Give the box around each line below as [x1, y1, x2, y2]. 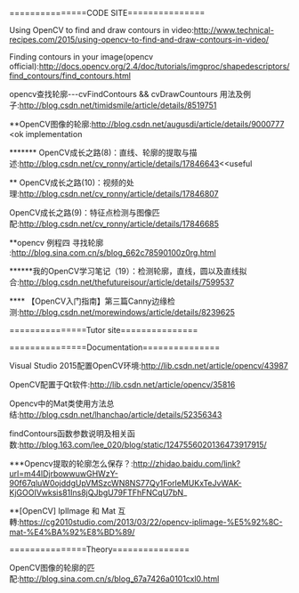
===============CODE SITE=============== [9, 8, 206, 18]
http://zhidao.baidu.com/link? [133, 459, 241, 468]
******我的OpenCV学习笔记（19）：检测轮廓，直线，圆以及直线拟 [9, 266, 247, 276]
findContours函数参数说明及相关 [9, 428, 128, 439]
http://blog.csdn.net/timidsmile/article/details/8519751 [19, 100, 217, 110]
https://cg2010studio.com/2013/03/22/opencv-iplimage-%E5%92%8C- [19, 516, 283, 527]
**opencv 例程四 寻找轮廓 [9, 238, 104, 248]
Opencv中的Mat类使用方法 [9, 398, 107, 409]
